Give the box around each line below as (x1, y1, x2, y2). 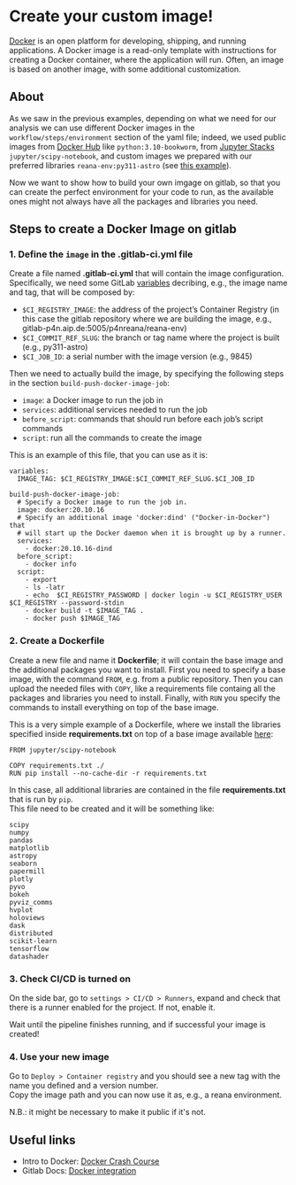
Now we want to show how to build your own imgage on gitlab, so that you (9, 177, 281, 188)
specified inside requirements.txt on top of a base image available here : (9, 728, 274, 739)
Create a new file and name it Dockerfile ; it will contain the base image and (9, 654, 284, 665)
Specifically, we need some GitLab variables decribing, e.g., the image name (9, 277, 288, 289)
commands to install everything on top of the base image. (9, 701, 219, 712)
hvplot (9, 905, 34, 914)
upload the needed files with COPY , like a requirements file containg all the (9, 683, 276, 693)
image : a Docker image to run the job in (21, 395, 163, 406)
